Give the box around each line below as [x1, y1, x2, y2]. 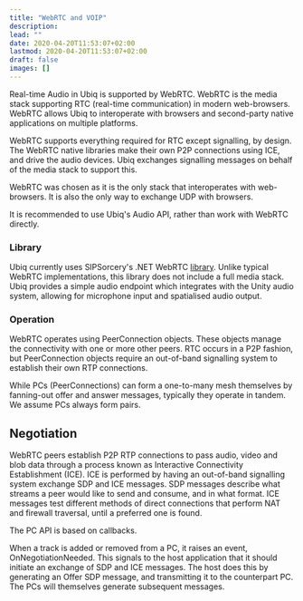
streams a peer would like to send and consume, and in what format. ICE [9, 489, 280, 499]
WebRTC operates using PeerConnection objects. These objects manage [9, 334, 282, 344]
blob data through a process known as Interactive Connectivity [9, 460, 244, 470]
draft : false [9, 55, 59, 64]
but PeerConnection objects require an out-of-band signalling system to [9, 353, 278, 364]
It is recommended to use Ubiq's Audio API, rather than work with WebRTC [9, 208, 289, 219]
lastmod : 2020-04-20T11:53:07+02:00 [9, 47, 147, 56]
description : [9, 22, 59, 31]
